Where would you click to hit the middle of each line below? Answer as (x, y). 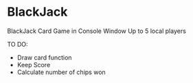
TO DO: (18, 44)
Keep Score (34, 64)
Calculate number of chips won (61, 72)
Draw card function (44, 57)
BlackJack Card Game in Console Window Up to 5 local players (97, 31)
